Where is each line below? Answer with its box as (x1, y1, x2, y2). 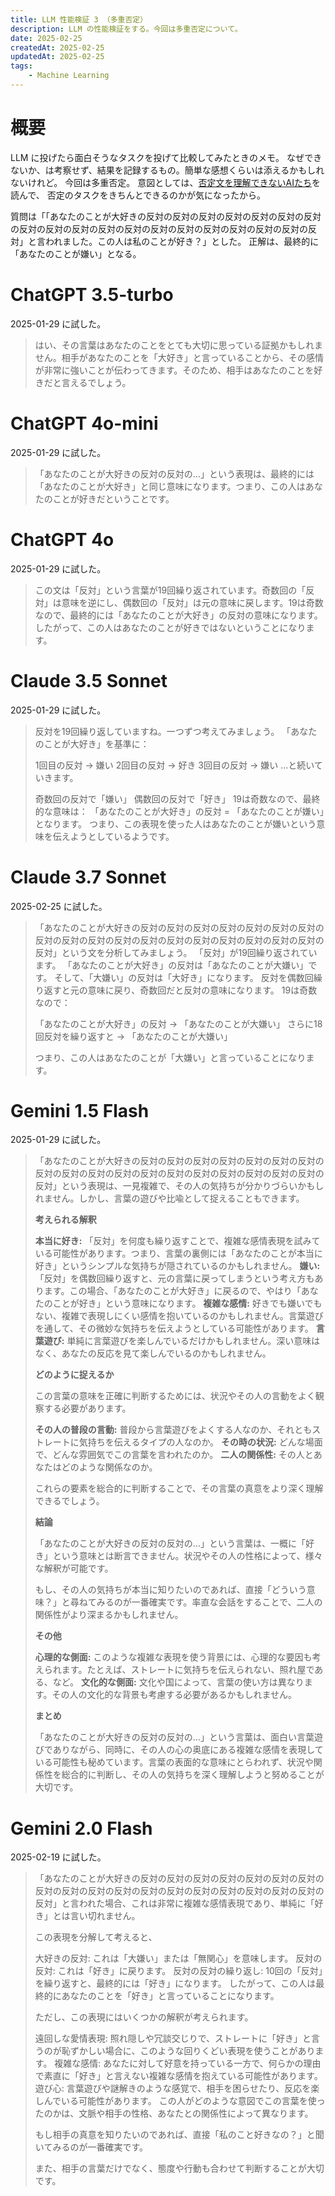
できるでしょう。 (34, 1495, 105, 1507)
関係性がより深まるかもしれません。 (34, 1609, 184, 1621)
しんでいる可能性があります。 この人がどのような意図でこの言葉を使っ (34, 2095, 326, 2107)
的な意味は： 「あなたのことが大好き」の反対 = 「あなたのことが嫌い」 (34, 805, 325, 817)
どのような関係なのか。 (61, 1461, 158, 1473)
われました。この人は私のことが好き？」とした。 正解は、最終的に (44, 235, 320, 247)
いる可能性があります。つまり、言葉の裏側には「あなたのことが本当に (34, 1247, 323, 1260)
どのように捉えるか (34, 1369, 115, 1381)
